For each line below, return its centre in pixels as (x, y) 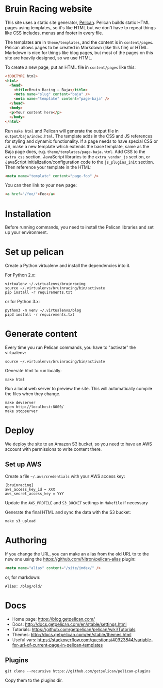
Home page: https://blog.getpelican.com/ (53, 619)
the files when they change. (33, 394)
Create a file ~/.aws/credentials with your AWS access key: (65, 476)
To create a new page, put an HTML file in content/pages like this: (70, 67)
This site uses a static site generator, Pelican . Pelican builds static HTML (77, 22)
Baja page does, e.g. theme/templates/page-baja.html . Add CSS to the (75, 152)
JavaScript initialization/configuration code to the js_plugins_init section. (80, 162)
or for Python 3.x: (23, 302)
